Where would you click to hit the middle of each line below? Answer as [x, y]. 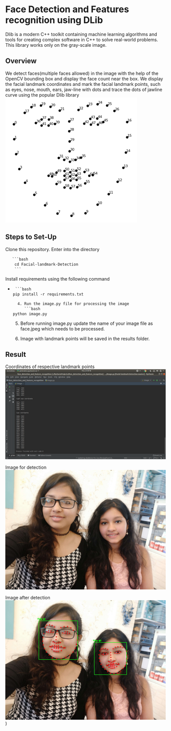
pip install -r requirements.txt [48, 294]
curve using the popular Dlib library [42, 95]
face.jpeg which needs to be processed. [63, 328]
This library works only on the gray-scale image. [56, 45]
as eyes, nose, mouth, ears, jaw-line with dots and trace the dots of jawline [84, 89]
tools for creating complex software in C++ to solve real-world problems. [82, 40]
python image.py [30, 314]
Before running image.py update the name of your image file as [87, 323]
